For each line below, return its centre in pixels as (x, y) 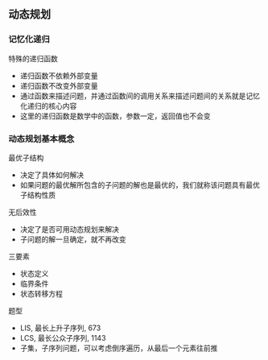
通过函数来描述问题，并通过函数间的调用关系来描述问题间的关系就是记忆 (140, 96)
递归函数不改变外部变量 (59, 85)
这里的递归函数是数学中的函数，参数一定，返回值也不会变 (115, 116)
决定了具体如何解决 (52, 175)
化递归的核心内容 (48, 106)
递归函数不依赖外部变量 (59, 76)
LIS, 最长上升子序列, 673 (60, 328)
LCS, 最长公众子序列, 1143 (63, 337)
